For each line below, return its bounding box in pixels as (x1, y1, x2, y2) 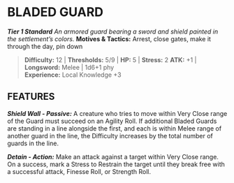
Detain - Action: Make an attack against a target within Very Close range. (7, 152, 219, 161)
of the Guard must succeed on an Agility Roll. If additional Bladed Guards (7, 117, 217, 125)
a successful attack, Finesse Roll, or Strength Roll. (7, 167, 152, 175)
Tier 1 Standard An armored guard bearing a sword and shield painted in (7, 27, 219, 36)
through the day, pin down (7, 42, 83, 50)
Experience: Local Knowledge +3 (24, 71, 122, 79)
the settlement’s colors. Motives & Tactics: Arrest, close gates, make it (7, 34, 212, 43)
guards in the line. (7, 139, 59, 147)
